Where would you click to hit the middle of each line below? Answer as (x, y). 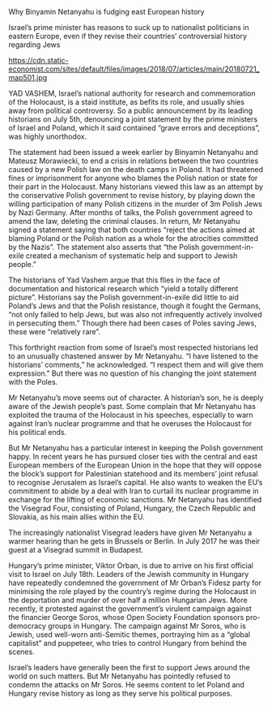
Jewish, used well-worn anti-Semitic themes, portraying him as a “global (130, 635)
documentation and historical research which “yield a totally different (123, 288)
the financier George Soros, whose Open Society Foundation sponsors (126, 617)
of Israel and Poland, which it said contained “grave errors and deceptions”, (134, 128)
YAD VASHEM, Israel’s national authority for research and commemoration (132, 93)
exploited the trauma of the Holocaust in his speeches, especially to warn (131, 415)
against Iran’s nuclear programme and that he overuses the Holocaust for (130, 424)
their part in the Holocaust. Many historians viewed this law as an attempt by (136, 187)
